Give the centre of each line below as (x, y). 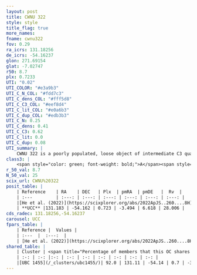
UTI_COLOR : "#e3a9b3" (33, 88)
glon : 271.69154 (26, 61)
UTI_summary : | (25, 148)
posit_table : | (25, 186)
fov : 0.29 (18, 45)
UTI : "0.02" (21, 83)
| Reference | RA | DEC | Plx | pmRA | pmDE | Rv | (99, 192)
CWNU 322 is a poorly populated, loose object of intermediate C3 (99, 153)
